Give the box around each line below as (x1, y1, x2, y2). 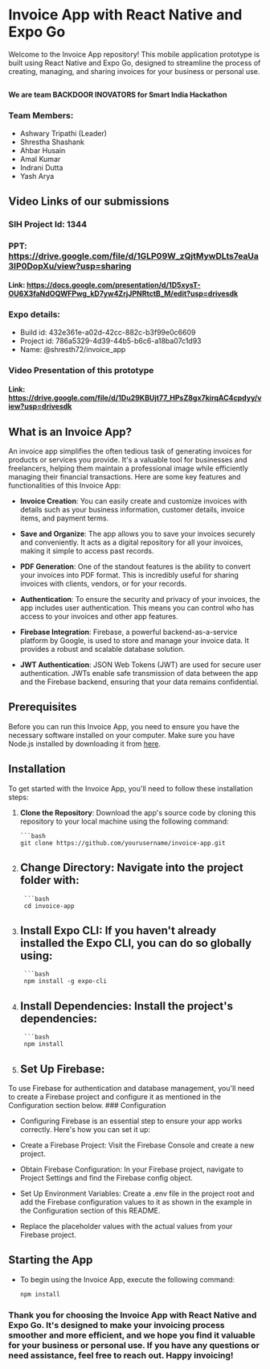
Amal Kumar (19, 154, 61, 164)
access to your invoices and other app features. (19, 612, 178, 621)
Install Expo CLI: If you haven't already (19, 923, 217, 937)
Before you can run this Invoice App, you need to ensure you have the (8, 721, 239, 731)
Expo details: (8, 309, 60, 320)
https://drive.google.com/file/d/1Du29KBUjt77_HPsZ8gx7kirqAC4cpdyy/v (8, 393, 262, 403)
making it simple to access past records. (19, 546, 154, 556)
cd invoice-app (23, 902, 75, 910)
